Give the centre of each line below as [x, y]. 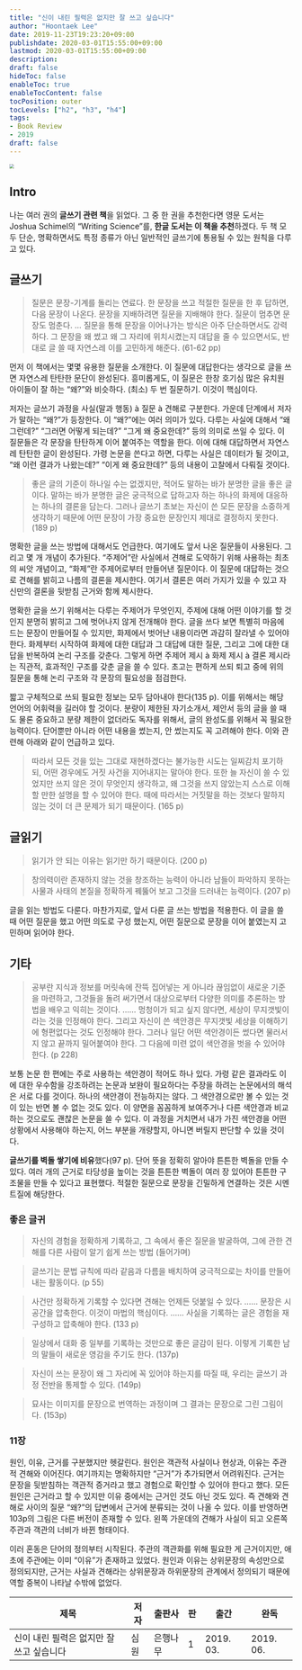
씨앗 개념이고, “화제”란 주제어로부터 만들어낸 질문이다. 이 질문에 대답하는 [145, 569]
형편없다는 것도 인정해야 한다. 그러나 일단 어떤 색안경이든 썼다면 [152, 1032]
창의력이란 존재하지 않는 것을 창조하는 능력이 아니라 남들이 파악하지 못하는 [161, 880]
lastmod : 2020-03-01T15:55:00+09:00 [78, 51]
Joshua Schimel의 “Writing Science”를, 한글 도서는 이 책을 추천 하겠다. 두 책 [143, 226]
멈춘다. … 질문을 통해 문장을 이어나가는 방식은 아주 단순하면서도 [160, 326]
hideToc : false [38, 76]
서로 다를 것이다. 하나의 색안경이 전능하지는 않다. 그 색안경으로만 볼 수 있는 [149, 1096]
